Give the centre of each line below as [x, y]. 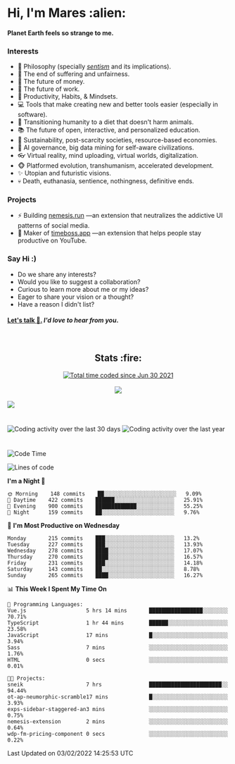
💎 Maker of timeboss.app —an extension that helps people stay [109, 233]
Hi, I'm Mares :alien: [67, 13]
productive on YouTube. [52, 240]
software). [32, 115]
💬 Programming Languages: [45, 605]
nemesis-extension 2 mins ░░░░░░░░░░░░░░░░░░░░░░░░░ [118, 722]
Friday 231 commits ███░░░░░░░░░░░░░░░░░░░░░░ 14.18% [105, 563]
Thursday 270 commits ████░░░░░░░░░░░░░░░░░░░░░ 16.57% [105, 557]
